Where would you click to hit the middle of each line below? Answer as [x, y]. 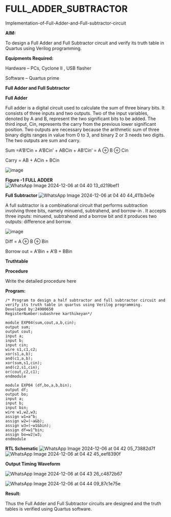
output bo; [17, 394]
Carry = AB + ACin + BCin [32, 160]
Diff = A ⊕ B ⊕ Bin [27, 241]
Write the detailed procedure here [41, 281]
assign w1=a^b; [21, 417]
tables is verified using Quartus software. [48, 509]
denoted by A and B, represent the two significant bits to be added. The [81, 119]
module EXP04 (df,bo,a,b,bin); [39, 385]
